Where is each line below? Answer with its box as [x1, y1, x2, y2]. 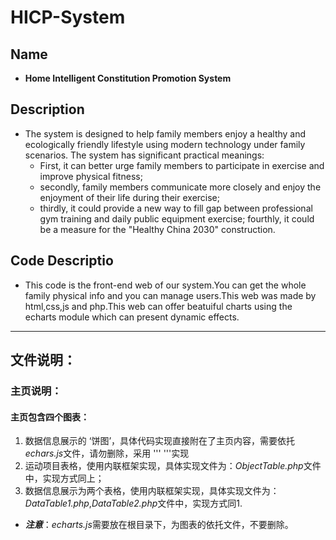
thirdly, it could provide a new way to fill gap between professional [39, 202, 313, 214]
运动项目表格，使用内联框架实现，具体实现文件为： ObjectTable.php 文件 [24, 460, 322, 472]
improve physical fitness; [39, 170, 143, 182]
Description [10, 101, 85, 118]
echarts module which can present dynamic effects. [24, 311, 240, 323]
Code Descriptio [10, 252, 114, 270]
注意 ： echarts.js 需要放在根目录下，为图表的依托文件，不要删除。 [24, 519, 294, 531]
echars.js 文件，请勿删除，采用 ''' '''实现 [24, 447, 190, 460]
